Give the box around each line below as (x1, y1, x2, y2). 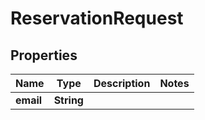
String (53, 93, 84, 107)
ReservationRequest (10, 7, 184, 30)
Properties (10, 47, 78, 64)
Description (93, 77, 151, 90)
